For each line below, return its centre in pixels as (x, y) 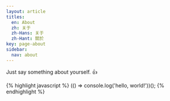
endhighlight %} (25, 92)
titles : (16, 17)
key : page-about (26, 44)
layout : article (26, 11)
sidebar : (17, 50)
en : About (23, 22)
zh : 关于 (21, 28)
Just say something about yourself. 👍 (52, 72)
